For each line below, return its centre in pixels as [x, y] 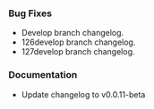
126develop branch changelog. [78, 42]
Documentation [43, 75]
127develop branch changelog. [78, 52]
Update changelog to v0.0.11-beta [83, 94]
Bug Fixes [30, 13]
